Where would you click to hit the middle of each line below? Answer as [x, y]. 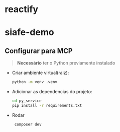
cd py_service [27, 101]
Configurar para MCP [39, 51]
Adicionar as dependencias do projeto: [52, 92]
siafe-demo [29, 32]
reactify [22, 9]
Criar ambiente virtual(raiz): [40, 73]
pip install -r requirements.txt [47, 105]
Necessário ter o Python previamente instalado [66, 63]
